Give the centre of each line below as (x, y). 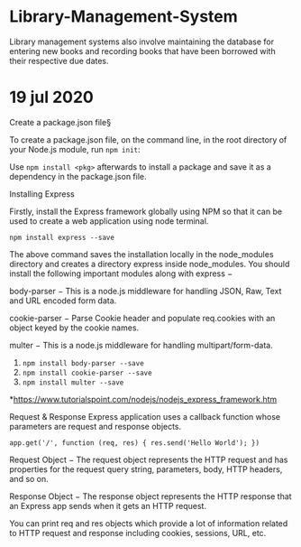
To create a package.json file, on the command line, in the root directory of (148, 139)
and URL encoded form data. (63, 301)
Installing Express (42, 194)
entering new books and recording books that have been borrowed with (143, 51)
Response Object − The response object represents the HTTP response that (150, 496)
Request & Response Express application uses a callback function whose (145, 416)
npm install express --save (62, 237)
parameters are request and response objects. (96, 426)
